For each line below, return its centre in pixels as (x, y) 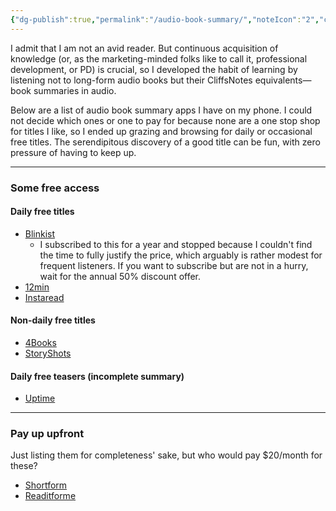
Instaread (44, 297)
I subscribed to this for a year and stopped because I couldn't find (176, 244)
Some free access (55, 188)
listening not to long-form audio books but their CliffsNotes (131, 80)
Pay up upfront (47, 434)
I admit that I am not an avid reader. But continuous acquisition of (144, 48)
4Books (40, 342)
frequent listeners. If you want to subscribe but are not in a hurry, (174, 265)
